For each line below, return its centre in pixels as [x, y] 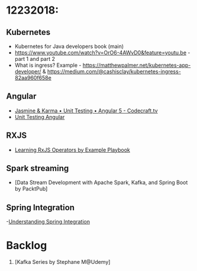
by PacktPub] [31, 189]
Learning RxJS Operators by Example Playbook [72, 150]
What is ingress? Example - [48, 65]
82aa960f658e [33, 78]
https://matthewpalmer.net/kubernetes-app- [137, 65]
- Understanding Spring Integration [48, 222]
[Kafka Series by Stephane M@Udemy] [62, 262]
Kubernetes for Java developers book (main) [69, 46]
